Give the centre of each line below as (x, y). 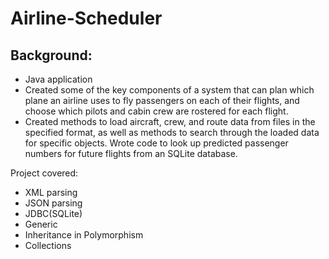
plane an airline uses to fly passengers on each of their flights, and (162, 100)
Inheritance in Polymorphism (84, 235)
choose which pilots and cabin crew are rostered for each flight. (156, 111)
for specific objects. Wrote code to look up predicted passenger (156, 143)
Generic (41, 224)
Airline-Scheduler (86, 18)
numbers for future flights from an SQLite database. (131, 153)
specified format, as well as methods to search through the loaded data (172, 132)
